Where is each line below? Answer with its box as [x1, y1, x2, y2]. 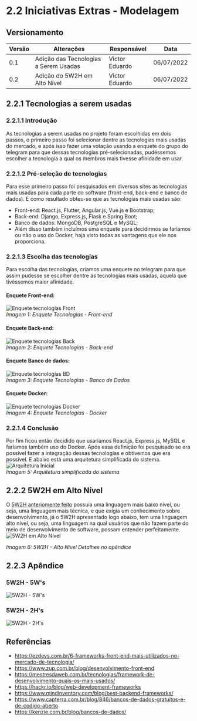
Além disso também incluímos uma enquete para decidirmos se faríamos [14, 225, 191, 233]
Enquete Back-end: [6, 325, 54, 332]
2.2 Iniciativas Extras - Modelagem [6, 4, 179, 18]
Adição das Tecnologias [35, 55, 101, 63]
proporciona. [14, 238, 46, 245]
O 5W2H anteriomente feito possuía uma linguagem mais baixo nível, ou [6, 501, 181, 508]
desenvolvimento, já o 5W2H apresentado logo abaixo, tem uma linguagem [6, 514, 188, 521]
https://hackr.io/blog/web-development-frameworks [14, 683, 141, 690]
